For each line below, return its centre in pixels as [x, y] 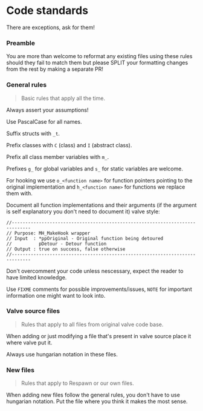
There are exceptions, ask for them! [51, 27]
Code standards [47, 11]
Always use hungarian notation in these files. [62, 354]
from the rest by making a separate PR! [55, 69]
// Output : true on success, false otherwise [66, 249]
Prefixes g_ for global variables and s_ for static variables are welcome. [95, 169]
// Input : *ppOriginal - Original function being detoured [85, 238]
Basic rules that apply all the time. [63, 98]
